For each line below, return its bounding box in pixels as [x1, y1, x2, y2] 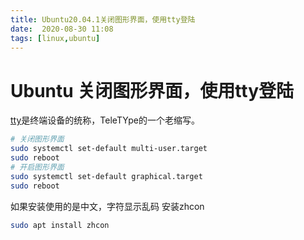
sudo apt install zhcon [10, 220, 110, 230]
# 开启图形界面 [10, 162, 65, 172]
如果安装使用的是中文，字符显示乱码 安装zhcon [10, 200, 205, 212]
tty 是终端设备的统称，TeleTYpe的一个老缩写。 [10, 114, 200, 126]
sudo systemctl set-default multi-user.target [10, 144, 208, 154]
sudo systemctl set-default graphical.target [10, 171, 203, 181]
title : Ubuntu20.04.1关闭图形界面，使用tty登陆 [10, 14, 196, 25]
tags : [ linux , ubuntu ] [10, 33, 101, 43]
